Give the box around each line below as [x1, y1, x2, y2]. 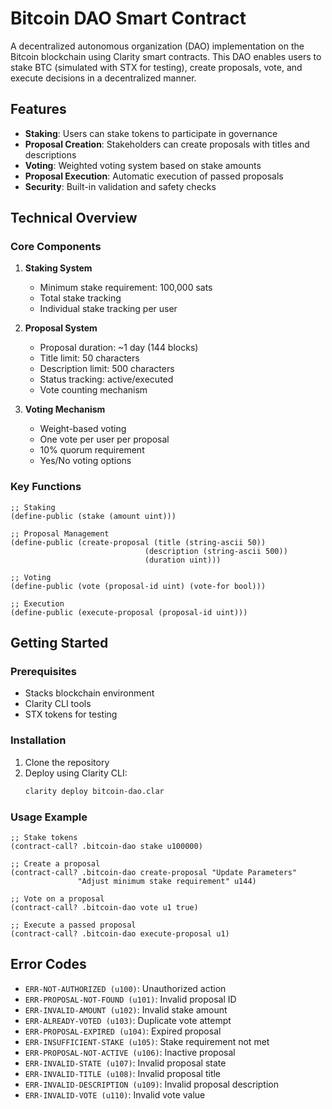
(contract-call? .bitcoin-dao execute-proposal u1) [10, 928, 230, 939]
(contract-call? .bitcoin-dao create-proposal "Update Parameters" [10, 867, 298, 877]
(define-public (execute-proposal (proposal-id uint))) [10, 607, 248, 617]
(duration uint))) [144, 555, 222, 565]
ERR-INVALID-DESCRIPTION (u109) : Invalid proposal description [24, 1078, 279, 1090]
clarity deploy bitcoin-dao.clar [24, 786, 165, 796]
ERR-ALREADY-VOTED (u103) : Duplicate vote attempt [24, 1014, 232, 1026]
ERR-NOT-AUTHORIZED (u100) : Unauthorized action [24, 982, 227, 994]
